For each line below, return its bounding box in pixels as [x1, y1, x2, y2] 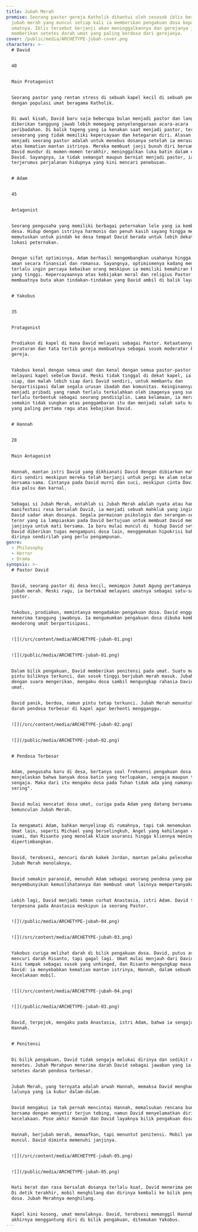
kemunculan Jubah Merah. [11, 807, 72, 812]
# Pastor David [11, 567, 49, 573]
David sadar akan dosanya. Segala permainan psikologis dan [11, 512, 162, 518]
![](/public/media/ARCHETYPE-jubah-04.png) [11, 919, 120, 925]
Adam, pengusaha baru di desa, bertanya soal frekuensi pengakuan [11, 769, 178, 775]
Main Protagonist [11, 78, 54, 84]
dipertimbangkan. [11, 839, 54, 845]
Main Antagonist [11, 453, 51, 459]
